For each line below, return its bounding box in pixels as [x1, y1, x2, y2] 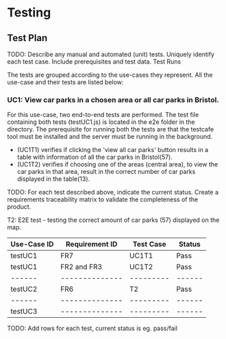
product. [7, 203, 32, 211]
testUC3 [10, 307, 38, 316]
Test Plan [7, 32, 48, 44]
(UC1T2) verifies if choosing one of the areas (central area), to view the [16, 160, 218, 168]
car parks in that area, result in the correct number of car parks [16, 168, 196, 176]
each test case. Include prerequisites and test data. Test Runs [7, 58, 181, 66]
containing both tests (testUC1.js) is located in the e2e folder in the [7, 118, 195, 126]
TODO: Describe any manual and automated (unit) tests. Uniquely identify [7, 50, 214, 58]
